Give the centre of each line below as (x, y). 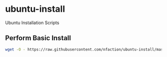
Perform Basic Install (38, 38)
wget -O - (15, 49)
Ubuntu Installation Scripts (32, 23)
